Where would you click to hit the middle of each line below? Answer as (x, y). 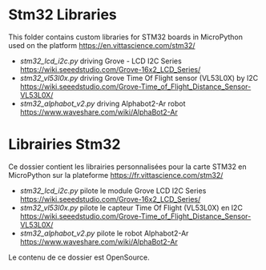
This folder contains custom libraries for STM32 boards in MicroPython (125, 37)
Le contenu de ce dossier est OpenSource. (79, 257)
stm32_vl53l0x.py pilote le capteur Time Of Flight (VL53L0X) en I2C (131, 208)
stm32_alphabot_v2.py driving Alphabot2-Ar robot (103, 103)
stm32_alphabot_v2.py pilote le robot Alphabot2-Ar (104, 233)
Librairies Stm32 (64, 145)
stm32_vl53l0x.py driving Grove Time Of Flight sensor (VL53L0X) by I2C (139, 78)
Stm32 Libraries (63, 15)
